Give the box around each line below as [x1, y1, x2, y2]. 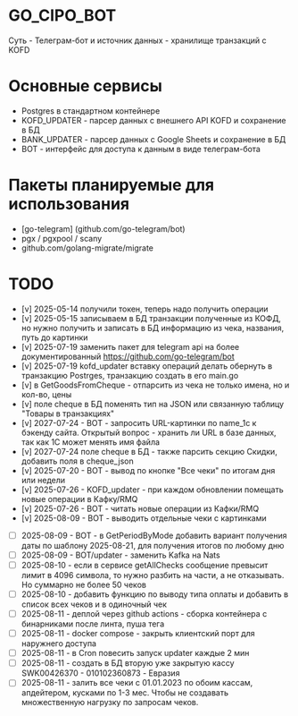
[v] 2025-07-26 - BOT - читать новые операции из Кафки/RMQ [21, 503, 260, 514]
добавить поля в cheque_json [21, 456, 135, 466]
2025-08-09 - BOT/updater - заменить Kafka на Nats [21, 550, 220, 560]
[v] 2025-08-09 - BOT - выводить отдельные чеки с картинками [21, 512, 267, 524]
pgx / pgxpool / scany [21, 233, 103, 243]
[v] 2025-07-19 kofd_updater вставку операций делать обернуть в [21, 360, 273, 371]
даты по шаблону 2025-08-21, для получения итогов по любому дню [21, 540, 285, 550]
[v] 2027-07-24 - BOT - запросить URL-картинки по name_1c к [21, 417, 257, 428]
